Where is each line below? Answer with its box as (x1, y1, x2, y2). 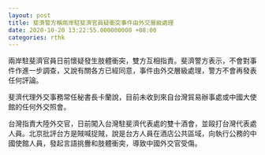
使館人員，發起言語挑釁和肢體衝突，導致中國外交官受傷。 (14, 138, 202, 148)
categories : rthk (8, 33, 65, 42)
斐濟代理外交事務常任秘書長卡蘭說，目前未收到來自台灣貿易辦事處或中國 (8, 92, 243, 102)
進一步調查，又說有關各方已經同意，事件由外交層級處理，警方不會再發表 (21, 66, 257, 76)
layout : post (8, 11, 51, 20)
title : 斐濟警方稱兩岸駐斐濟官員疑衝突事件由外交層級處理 (8, 19, 174, 27)
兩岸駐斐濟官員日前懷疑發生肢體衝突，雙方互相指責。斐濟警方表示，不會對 (8, 56, 250, 65)
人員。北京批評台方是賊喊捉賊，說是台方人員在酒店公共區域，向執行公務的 (8, 129, 250, 138)
